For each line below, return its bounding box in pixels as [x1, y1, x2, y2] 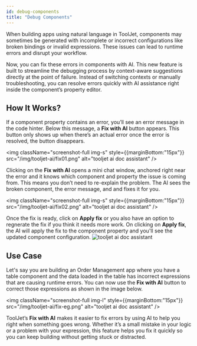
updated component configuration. [6, 234, 91, 241]
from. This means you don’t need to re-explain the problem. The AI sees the [6, 179, 191, 186]
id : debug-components [6, 8, 60, 15]
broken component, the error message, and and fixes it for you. [6, 186, 160, 193]
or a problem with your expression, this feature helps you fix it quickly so [6, 327, 183, 334]
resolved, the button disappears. [6, 137, 86, 145]
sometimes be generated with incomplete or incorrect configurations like [6, 37, 183, 44]
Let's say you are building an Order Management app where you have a [6, 267, 180, 274]
